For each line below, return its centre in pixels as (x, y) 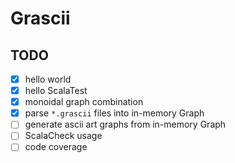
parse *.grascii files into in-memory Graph (114, 113)
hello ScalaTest (56, 91)
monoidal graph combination (84, 102)
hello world (48, 79)
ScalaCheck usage (63, 136)
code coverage (56, 147)
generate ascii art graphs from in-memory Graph (125, 124)
